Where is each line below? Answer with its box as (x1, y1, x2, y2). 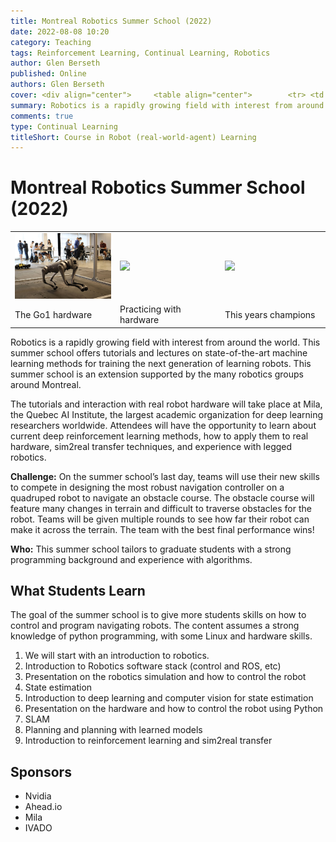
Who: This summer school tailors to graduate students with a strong (10, 543, 292, 555)
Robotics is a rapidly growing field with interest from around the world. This (10, 336, 321, 348)
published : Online (10, 69, 87, 79)
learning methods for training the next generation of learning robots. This (10, 357, 312, 369)
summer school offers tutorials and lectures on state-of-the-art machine (10, 346, 308, 359)
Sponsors (10, 763, 72, 780)
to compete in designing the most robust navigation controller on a (10, 481, 285, 493)
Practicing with (119, 303, 182, 315)
